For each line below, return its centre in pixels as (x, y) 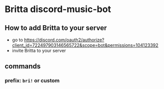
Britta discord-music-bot (58, 9)
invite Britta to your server (39, 51)
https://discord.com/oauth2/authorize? (64, 40)
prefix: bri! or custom (32, 80)
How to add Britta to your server (56, 28)
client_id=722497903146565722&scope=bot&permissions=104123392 (85, 45)
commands (23, 66)
